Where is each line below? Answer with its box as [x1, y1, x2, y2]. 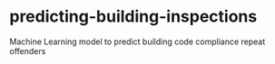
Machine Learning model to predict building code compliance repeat [9, 36, 266, 47]
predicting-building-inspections [9, 6, 258, 27]
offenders [9, 45, 46, 56]
